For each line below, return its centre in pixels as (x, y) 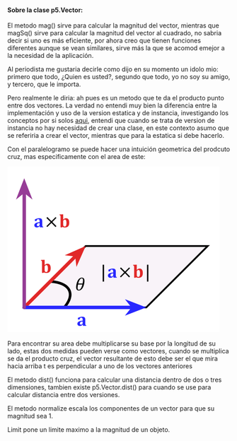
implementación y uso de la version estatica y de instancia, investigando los (118, 113)
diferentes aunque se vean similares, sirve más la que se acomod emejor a (116, 48)
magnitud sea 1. (30, 416)
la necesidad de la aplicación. (51, 56)
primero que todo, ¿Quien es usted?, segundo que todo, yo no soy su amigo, (119, 77)
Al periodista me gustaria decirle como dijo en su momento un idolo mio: (113, 69)
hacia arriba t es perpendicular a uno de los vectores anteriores (100, 366)
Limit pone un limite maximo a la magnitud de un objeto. (89, 430)
